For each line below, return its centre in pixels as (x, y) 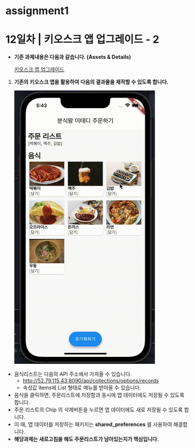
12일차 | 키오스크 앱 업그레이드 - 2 (82, 40)
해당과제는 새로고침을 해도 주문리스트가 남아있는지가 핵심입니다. (86, 439)
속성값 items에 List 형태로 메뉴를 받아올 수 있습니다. (82, 388)
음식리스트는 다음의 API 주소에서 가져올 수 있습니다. (73, 374)
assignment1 (37, 11)
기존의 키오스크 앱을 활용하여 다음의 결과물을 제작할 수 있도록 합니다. (91, 82)
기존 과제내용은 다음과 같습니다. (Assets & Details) (72, 57)
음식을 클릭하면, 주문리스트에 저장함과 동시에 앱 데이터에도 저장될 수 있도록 (99, 395)
